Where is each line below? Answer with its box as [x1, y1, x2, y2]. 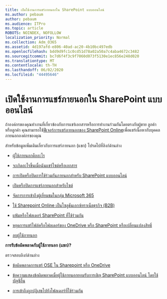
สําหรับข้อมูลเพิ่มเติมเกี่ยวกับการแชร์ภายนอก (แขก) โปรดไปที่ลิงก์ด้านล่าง [5, 143, 122, 149]
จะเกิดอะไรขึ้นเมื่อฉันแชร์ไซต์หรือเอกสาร [12, 162, 77, 168]
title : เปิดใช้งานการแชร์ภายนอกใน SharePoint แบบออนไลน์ [5, 7, 105, 12]
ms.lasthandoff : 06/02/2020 [5, 68, 64, 73]
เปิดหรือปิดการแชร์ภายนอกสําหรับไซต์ [12, 182, 73, 188]
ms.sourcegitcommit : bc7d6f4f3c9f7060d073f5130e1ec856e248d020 [5, 53, 140, 59]
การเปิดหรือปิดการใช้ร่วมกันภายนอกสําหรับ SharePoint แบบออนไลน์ [12, 172, 127, 178]
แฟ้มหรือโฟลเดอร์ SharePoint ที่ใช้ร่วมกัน [12, 212, 84, 218]
